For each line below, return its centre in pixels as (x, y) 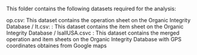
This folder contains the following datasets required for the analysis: (91, 9)
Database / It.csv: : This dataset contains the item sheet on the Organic (95, 27)
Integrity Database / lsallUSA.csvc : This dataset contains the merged (93, 33)
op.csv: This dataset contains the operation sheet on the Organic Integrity (98, 20)
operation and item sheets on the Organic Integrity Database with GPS (94, 39)
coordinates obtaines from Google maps (57, 45)
